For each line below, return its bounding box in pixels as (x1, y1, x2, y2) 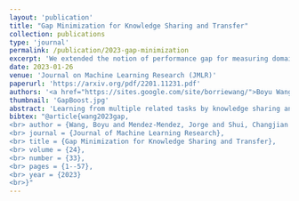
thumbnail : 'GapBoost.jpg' (9, 95, 109, 105)
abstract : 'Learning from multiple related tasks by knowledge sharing (9, 104, 280, 113)
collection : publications (9, 29, 105, 38)
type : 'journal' (9, 37, 69, 47)
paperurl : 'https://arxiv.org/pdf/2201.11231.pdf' (9, 79, 201, 88)
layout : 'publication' (9, 12, 93, 22)
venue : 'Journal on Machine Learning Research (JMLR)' (9, 71, 217, 80)
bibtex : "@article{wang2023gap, (9, 112, 129, 121)
